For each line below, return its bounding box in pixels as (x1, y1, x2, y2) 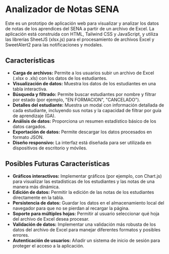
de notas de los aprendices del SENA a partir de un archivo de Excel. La (5, 25, 155, 31)
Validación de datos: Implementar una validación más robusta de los (12, 221, 156, 227)
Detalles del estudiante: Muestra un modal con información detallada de (12, 102, 164, 108)
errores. (12, 232, 29, 238)
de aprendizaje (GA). (12, 113, 56, 119)
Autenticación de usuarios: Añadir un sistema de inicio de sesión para (12, 237, 160, 243)
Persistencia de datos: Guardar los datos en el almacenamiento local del (12, 199, 164, 206)
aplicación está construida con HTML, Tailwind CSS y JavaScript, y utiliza (5, 31, 158, 37)
